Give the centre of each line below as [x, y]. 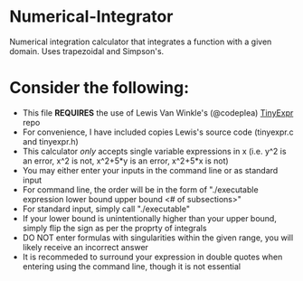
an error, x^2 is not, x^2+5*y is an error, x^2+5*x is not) [125, 161]
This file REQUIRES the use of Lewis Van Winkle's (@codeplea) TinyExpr [158, 112]
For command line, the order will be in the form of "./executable [141, 189]
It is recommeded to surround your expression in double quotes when [152, 257]
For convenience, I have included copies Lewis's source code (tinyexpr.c [158, 132]
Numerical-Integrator [91, 17]
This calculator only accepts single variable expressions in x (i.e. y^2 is [154, 151]
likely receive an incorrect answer [85, 247]
